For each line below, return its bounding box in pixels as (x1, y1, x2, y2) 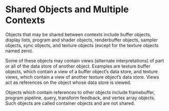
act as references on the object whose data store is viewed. (5, 79, 132, 85)
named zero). (5, 48, 34, 54)
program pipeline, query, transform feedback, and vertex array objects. (5, 95, 155, 101)
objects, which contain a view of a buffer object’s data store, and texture (5, 68, 158, 75)
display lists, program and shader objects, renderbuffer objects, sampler (5, 37, 158, 43)
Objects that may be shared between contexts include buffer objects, (5, 31, 152, 37)
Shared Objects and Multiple (5, 4, 129, 15)
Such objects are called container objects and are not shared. (5, 100, 135, 106)
